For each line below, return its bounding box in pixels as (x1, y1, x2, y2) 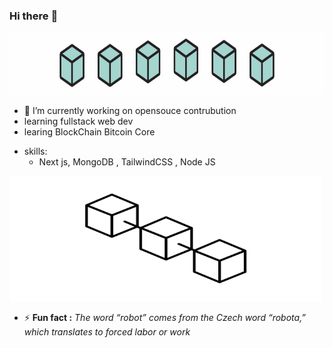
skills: (23, 145, 48, 158)
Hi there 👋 (9, 9, 59, 23)
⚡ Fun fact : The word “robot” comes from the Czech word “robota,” (23, 312, 307, 324)
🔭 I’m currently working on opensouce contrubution (23, 105, 237, 117)
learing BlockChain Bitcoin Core (23, 126, 156, 138)
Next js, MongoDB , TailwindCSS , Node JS (38, 156, 216, 168)
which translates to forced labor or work (23, 326, 191, 338)
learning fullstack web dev (23, 115, 134, 128)
